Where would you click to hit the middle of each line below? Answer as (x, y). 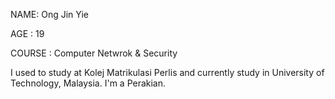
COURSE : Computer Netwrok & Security (94, 53)
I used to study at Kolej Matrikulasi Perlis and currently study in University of (167, 72)
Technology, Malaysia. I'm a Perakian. (88, 83)
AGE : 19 (27, 33)
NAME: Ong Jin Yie (49, 14)
